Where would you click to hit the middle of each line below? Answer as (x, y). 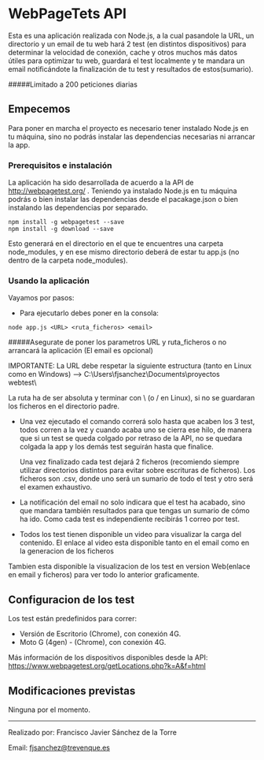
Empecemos (39, 109)
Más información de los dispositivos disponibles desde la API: (108, 658)
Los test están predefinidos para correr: (73, 619)
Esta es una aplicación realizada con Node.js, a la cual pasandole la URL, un (131, 35)
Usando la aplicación (49, 281)
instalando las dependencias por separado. (78, 208)
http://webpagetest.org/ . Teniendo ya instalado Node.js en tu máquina (123, 191)
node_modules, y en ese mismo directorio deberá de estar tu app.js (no (124, 252)
